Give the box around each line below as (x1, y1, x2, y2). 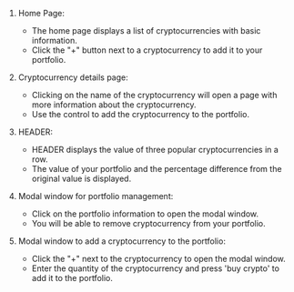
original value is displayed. (31, 173, 132, 184)
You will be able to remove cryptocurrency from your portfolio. (31, 218, 266, 228)
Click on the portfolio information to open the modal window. (31, 208, 259, 219)
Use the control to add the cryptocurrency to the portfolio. (31, 109, 250, 119)
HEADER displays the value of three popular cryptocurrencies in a (31, 145, 279, 155)
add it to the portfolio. (31, 273, 114, 283)
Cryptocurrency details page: (17, 72, 129, 83)
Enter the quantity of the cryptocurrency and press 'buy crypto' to (31, 263, 280, 274)
